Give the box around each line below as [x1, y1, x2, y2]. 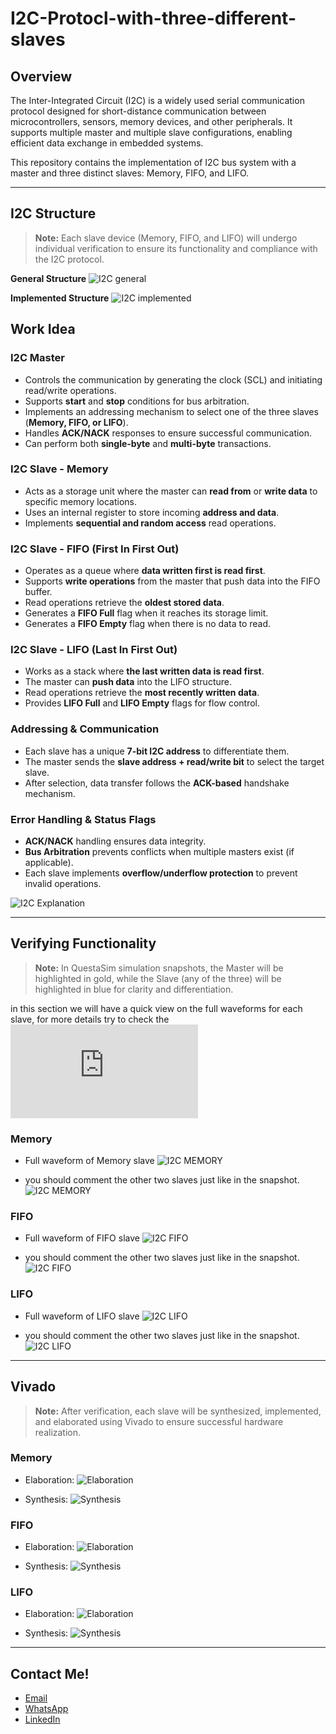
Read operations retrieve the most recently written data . [24, 687, 260, 699]
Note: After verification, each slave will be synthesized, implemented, [34, 1405, 322, 1417]
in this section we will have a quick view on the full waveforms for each [10, 1002, 303, 1014]
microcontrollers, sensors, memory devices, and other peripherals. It [10, 116, 293, 127]
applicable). [24, 856, 74, 868]
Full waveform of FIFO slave [24, 1232, 140, 1244]
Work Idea [10, 321, 76, 338]
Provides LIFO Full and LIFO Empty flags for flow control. [24, 697, 261, 709]
